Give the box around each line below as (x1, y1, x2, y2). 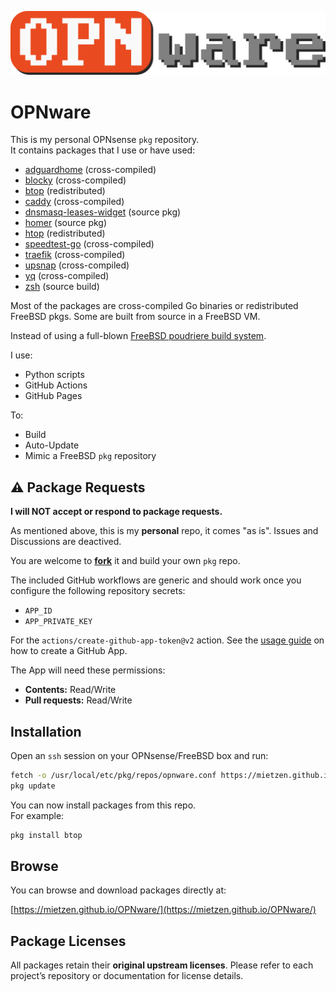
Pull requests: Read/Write (24, 694, 133, 706)
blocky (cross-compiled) (24, 174, 127, 186)
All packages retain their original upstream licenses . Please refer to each (10, 959, 314, 971)
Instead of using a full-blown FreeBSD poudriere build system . (10, 330, 267, 342)
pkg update (10, 781, 56, 791)
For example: (10, 809, 65, 821)
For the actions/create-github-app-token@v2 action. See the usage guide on (10, 634, 325, 646)
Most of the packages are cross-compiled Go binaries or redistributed (10, 300, 299, 312)
